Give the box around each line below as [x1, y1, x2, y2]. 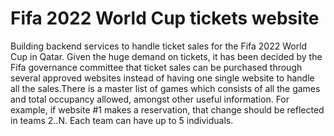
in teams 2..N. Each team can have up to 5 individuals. [10, 114, 234, 126]
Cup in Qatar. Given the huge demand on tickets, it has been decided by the [10, 50, 323, 62]
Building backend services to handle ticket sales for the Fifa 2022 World [10, 40, 308, 52]
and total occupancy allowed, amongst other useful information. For [10, 93, 290, 105]
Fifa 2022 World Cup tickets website [10, 7, 320, 30]
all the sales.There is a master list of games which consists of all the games [10, 82, 321, 94]
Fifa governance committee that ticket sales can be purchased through [10, 61, 303, 73]
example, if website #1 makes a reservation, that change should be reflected [10, 103, 325, 116]
